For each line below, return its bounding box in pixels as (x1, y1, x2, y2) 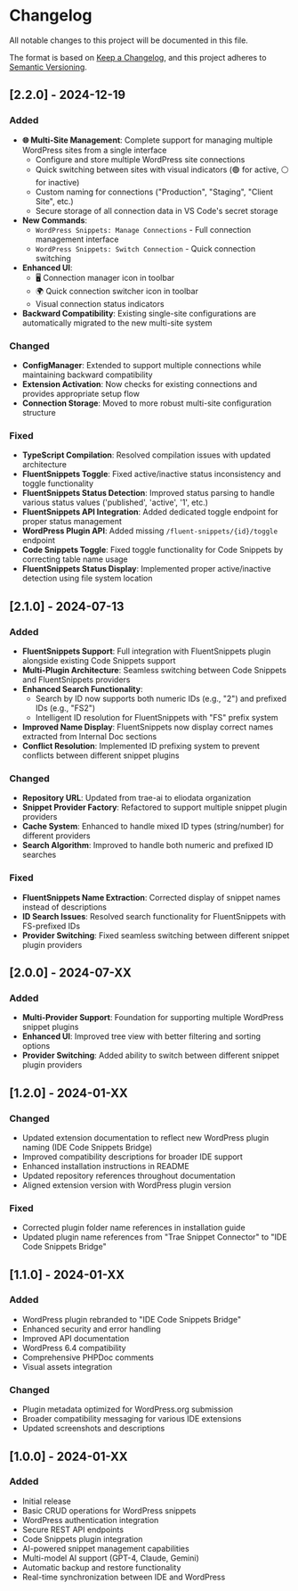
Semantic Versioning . (9, 62, 87, 72)
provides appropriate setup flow (21, 388, 141, 399)
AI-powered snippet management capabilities (21, 1543, 189, 1554)
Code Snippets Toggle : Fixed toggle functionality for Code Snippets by (21, 545, 284, 556)
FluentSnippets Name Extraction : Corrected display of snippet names (21, 892, 281, 903)
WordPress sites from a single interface (21, 144, 167, 155)
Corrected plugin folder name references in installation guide (21, 1223, 246, 1233)
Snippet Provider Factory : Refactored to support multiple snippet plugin (21, 802, 287, 812)
